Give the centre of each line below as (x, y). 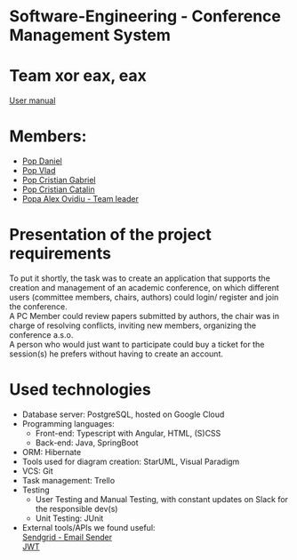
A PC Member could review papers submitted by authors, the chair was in (144, 316)
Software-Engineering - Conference (145, 16)
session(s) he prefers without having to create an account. (116, 354)
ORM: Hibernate (52, 452)
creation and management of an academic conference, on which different (144, 288)
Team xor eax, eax (78, 76)
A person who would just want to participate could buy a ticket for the (137, 344)
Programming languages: (68, 423)
